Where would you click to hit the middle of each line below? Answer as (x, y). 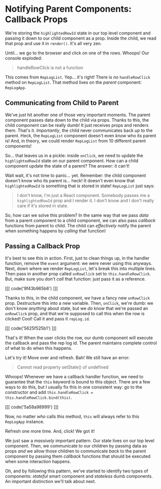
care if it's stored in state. (43, 206)
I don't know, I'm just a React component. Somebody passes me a (83, 195)
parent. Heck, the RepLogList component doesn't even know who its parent (80, 135)
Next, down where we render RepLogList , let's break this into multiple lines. (80, 269)
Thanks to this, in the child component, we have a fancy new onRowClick (78, 298)
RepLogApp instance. (25, 421)
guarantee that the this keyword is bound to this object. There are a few (78, 382)
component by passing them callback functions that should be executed (78, 456)
